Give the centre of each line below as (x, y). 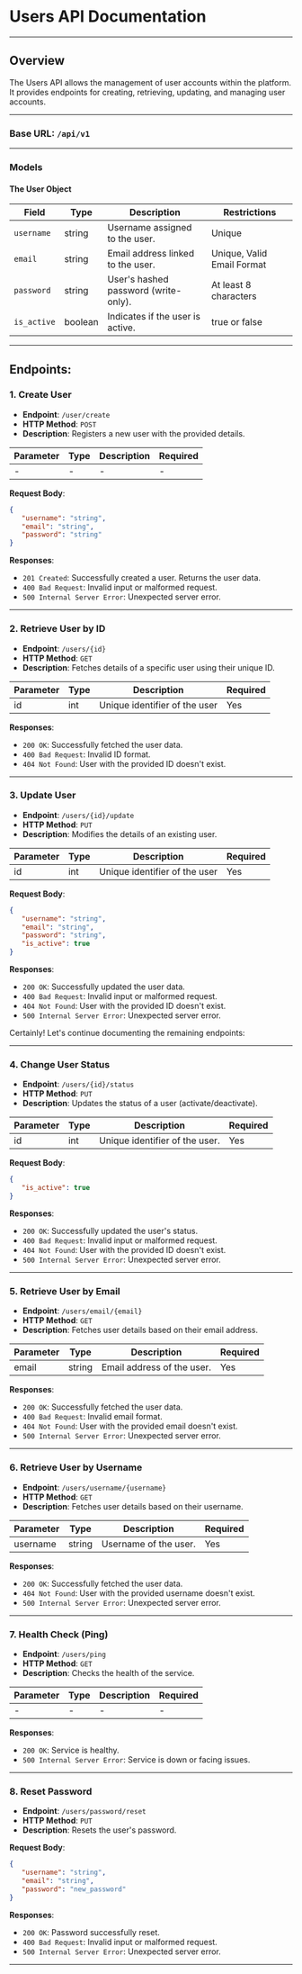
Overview (37, 61)
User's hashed (138, 279)
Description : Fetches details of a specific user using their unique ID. (149, 667)
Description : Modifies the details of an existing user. (120, 834)
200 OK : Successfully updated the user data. (104, 987)
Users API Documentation (108, 17)
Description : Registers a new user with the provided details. (133, 433)
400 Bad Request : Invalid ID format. (86, 754)
